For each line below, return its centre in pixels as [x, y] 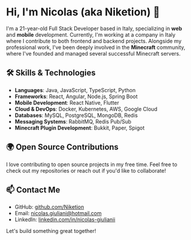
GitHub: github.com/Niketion [49, 207]
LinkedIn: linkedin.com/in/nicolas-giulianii [65, 220]
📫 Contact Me [33, 189]
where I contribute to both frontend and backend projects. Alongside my [94, 41]
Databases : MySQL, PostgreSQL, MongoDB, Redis [76, 115]
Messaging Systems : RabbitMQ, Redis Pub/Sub [73, 121]
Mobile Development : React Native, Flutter [67, 102]
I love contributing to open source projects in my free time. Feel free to [92, 164]
